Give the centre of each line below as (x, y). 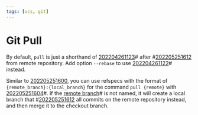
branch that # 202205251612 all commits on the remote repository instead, (96, 99)
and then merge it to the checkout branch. (57, 106)
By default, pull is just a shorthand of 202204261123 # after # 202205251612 (99, 57)
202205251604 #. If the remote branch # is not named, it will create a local (96, 93)
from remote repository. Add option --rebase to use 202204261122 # (89, 63)
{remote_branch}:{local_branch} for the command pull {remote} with (91, 87)
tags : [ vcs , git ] (27, 11)
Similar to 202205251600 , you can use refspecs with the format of (87, 80)
